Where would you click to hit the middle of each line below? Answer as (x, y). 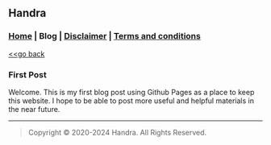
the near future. (34, 109)
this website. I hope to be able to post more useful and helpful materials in (131, 101)
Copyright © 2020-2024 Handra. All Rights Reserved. (117, 132)
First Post (27, 74)
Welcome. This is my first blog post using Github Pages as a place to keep (131, 92)
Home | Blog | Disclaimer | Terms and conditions (105, 36)
